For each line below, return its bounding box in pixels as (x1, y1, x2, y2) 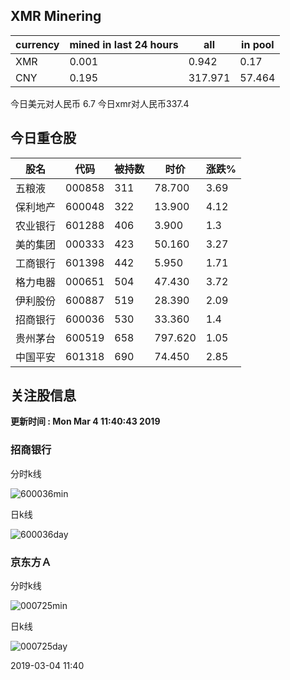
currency (15, 37, 60, 51)
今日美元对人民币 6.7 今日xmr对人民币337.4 (10, 97, 190, 109)
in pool (241, 37, 275, 51)
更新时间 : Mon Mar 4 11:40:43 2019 (10, 415, 161, 428)
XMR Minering (10, 8, 102, 25)
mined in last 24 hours (69, 37, 179, 51)
